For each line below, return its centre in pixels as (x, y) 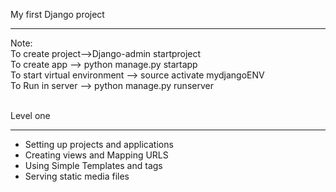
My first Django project (57, 14)
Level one (30, 115)
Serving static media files (77, 176)
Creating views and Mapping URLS (96, 155)
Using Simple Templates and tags (93, 165)
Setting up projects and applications (99, 144)
